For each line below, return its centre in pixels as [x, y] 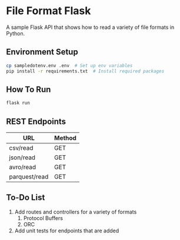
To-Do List [26, 198]
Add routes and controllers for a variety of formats [76, 212]
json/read [22, 157]
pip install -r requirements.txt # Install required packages [85, 71]
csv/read [21, 148]
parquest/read [29, 177]
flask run [18, 103]
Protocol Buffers [43, 218]
